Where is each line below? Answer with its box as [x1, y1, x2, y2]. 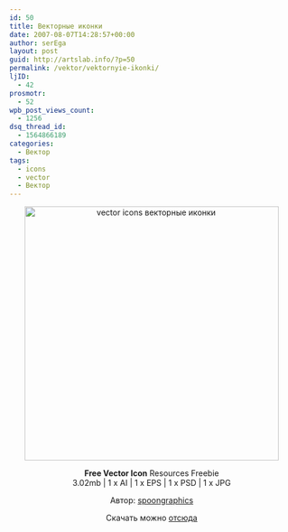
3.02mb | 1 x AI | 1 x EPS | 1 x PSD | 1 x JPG [71, 478, 232, 489]
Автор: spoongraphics [109, 495, 194, 506]
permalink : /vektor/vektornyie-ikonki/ [9, 64, 160, 73]
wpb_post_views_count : [9, 106, 95, 115]
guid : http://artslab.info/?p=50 [9, 55, 135, 64]
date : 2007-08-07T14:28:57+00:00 [9, 30, 135, 39]
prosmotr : [9, 89, 47, 98]
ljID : [9, 72, 30, 81]
